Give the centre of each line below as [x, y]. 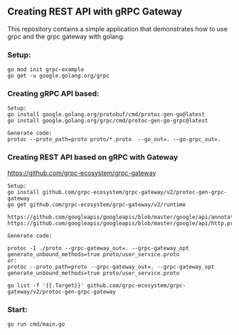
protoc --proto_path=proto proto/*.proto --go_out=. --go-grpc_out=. [114, 139]
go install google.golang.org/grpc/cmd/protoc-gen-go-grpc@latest [108, 121]
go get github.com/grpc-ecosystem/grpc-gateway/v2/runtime [97, 204]
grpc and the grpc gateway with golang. [66, 36]
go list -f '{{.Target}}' [46, 285]
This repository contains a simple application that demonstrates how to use [117, 28]
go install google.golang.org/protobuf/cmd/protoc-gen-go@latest [106, 115]
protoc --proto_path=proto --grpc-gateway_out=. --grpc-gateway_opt [111, 267]
